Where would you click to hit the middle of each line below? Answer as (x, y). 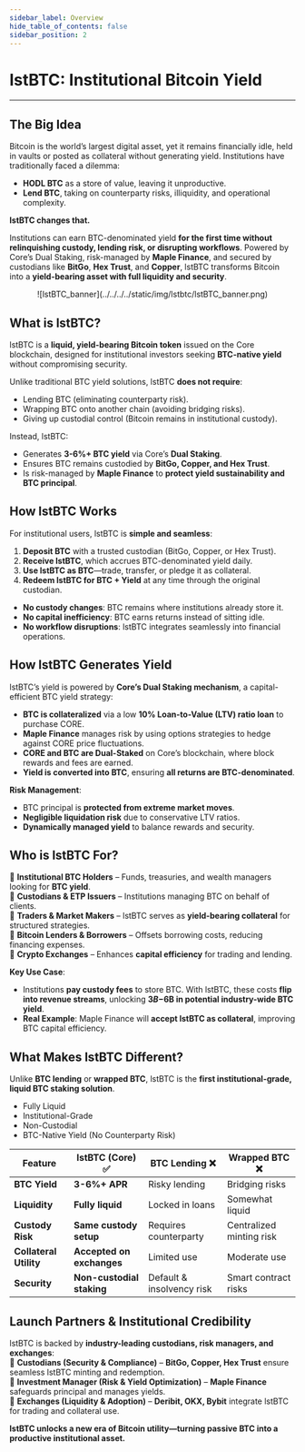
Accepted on (102, 1252)
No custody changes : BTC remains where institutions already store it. (153, 607)
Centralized (251, 1225)
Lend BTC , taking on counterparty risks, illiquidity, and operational (146, 193)
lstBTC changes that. (50, 220)
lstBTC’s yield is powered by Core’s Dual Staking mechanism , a (128, 687)
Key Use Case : (37, 972)
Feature (39, 1164)
